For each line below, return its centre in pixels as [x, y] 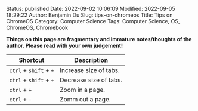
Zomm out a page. [85, 99]
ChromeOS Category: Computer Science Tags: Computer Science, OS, [93, 21]
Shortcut [32, 60]
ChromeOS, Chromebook [37, 27]
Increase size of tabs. [90, 70]
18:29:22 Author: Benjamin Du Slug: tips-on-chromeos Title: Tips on [89, 15]
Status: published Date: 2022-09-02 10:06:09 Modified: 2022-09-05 [91, 9]
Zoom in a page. [82, 90]
